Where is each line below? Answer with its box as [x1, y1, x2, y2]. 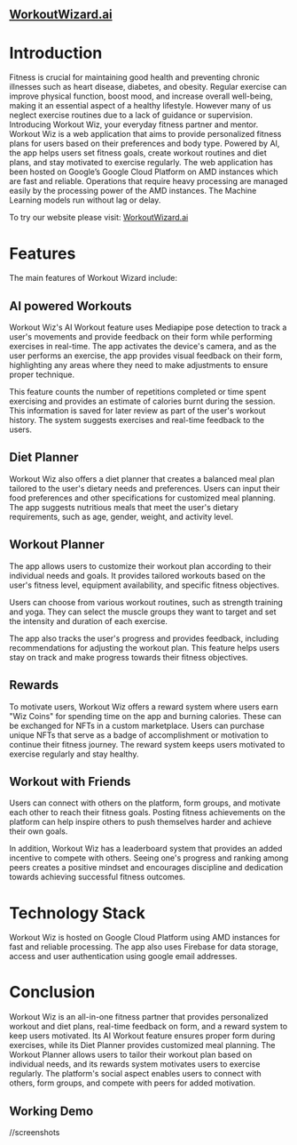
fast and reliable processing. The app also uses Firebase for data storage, [9, 941, 279, 952]
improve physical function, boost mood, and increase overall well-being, [9, 91, 273, 101]
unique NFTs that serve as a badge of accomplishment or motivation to [9, 729, 269, 741]
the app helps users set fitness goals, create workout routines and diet [9, 148, 268, 158]
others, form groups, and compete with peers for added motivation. [9, 1077, 255, 1088]
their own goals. [9, 826, 68, 837]
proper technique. [9, 369, 75, 380]
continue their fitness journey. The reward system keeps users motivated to [9, 739, 285, 749]
